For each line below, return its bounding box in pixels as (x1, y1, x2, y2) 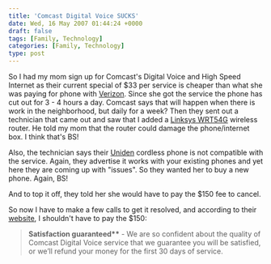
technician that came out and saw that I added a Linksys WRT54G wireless (8, 115, 258, 124)
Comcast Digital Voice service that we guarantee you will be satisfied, (28, 238, 261, 247)
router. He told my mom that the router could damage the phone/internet (8, 123, 250, 133)
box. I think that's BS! (8, 132, 79, 142)
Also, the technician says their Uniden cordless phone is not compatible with (8, 147, 264, 157)
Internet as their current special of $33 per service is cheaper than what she (8, 80, 263, 90)
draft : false (8, 27, 53, 35)
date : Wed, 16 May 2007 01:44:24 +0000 (8, 19, 143, 28)
